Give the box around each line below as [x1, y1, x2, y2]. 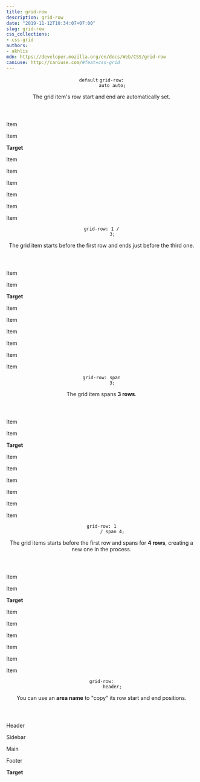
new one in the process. [71, 545, 132, 553]
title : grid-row [6, 8, 47, 15]
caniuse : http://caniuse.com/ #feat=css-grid [6, 59, 120, 65]
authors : [6, 43, 28, 49]
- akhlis [6, 48, 28, 54]
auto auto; [98, 82, 126, 88]
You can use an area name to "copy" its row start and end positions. [16, 694, 187, 701]
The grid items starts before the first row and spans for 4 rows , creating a [10, 539, 193, 546]
